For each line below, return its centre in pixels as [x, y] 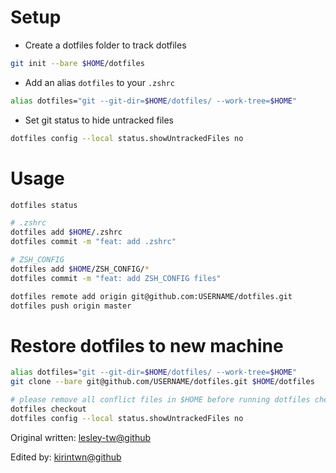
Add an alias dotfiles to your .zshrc [99, 82]
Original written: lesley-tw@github [81, 437]
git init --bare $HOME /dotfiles [77, 63]
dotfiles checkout [48, 409]
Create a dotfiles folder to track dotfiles [105, 45]
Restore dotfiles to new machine [147, 345]
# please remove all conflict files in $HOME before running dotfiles [160, 400]
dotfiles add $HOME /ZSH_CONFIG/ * [80, 269]
